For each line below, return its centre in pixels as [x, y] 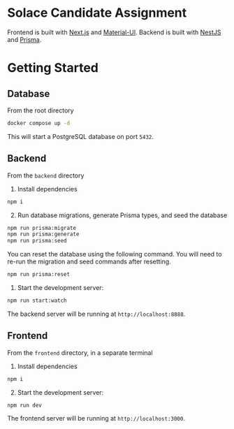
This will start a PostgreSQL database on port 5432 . [80, 136]
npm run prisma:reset [39, 275]
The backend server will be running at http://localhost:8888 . [96, 314]
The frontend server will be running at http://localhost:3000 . [96, 419]
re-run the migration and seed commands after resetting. [89, 262]
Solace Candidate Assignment [97, 13]
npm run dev [24, 405]
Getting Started [53, 68]
